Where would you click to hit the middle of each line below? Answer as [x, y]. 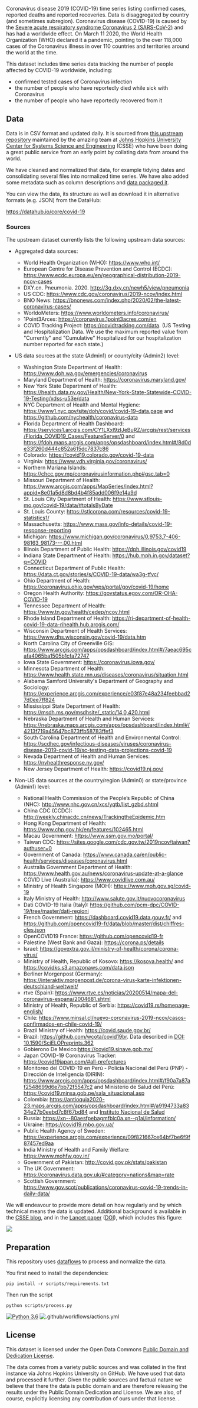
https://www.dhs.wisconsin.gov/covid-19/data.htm [85, 637]
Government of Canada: [53, 855]
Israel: [31, 949]
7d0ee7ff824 [39, 700]
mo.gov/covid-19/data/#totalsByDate [68, 505]
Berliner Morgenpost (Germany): [63, 974]
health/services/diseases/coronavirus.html [75, 861]
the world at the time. [32, 52]
